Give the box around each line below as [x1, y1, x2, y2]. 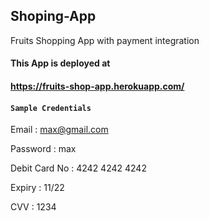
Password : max [10, 143, 77, 155]
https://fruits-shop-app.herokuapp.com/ [10, 80, 185, 92]
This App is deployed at [10, 57, 111, 69]
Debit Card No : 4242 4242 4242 [10, 162, 147, 174]
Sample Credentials [10, 103, 92, 113]
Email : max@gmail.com [10, 124, 109, 136]
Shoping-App [10, 8, 97, 25]
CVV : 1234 [10, 201, 57, 213]
